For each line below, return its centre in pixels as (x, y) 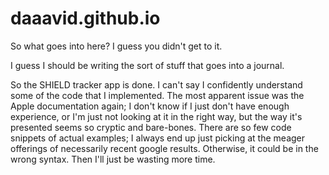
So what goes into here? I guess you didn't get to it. (116, 46)
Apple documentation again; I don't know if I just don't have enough (150, 106)
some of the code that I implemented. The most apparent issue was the (157, 95)
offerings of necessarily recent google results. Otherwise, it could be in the (164, 148)
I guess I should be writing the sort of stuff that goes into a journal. (147, 65)
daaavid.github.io (85, 18)
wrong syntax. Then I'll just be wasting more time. (113, 159)
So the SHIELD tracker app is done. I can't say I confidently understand (156, 84)
